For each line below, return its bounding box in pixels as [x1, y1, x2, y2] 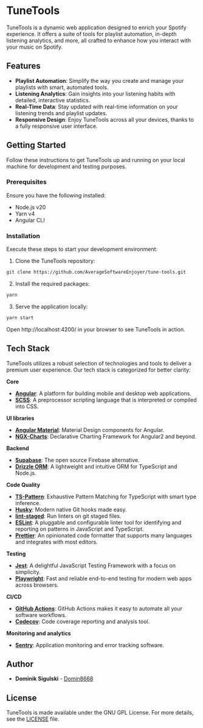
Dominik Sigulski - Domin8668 [15, 675, 94, 682]
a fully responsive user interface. [15, 122, 98, 130]
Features [6, 61, 41, 71]
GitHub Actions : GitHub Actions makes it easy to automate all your [15, 604, 183, 612]
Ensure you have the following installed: [6, 191, 106, 199]
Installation [6, 231, 41, 240]
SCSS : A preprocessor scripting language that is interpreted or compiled [15, 396, 197, 403]
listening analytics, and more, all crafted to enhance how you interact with [6, 37, 191, 44]
